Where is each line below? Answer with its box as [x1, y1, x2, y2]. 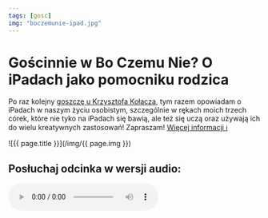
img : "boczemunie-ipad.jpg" [8, 19, 102, 27]
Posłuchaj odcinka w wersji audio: [8, 161, 182, 176]
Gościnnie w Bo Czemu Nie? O [8, 54, 214, 72]
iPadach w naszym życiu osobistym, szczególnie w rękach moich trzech [8, 105, 246, 115]
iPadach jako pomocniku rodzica [8, 70, 230, 89]
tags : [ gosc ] [8, 11, 52, 20]
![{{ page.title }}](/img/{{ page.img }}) [8, 139, 132, 149]
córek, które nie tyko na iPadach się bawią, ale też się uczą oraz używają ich [8, 113, 261, 124]
